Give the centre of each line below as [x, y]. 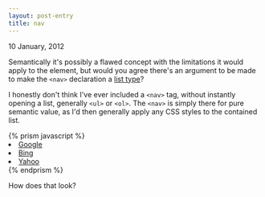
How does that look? [42, 185]
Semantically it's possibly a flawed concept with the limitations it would [126, 62]
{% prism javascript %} [47, 135]
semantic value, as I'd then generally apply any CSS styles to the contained [133, 111]
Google [31, 144]
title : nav [26, 23]
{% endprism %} [36, 170]
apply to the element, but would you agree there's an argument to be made [132, 70]
